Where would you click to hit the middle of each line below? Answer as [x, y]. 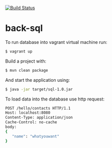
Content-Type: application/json [39, 118]
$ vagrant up [19, 51]
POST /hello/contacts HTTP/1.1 [38, 108]
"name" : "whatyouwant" [35, 136]
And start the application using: [38, 80]
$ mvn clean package [27, 70]
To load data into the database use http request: [55, 99]
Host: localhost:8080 [28, 113]
